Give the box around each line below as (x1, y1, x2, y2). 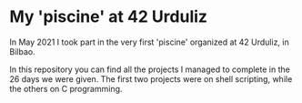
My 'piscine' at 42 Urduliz (9, 6, 207, 27)
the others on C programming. (9, 83, 123, 94)
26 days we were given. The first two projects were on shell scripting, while (9, 73, 293, 84)
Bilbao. (9, 46, 35, 57)
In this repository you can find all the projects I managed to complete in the (9, 64, 291, 75)
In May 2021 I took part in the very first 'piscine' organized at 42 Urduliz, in (9, 36, 289, 47)
